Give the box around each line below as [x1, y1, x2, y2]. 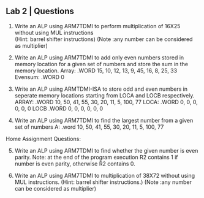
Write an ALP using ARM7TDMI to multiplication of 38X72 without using [14, 172, 195, 179]
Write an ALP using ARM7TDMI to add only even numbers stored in [14, 53, 184, 61]
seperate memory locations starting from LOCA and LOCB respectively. [14, 91, 195, 99]
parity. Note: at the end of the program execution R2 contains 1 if [14, 153, 178, 161]
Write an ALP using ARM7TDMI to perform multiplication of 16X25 [14, 22, 181, 29]
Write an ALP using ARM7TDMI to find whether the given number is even [14, 147, 198, 154]
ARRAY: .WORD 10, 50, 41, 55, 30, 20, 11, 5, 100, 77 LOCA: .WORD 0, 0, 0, [14, 98, 198, 105]
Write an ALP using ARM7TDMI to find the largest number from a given [14, 116, 194, 124]
